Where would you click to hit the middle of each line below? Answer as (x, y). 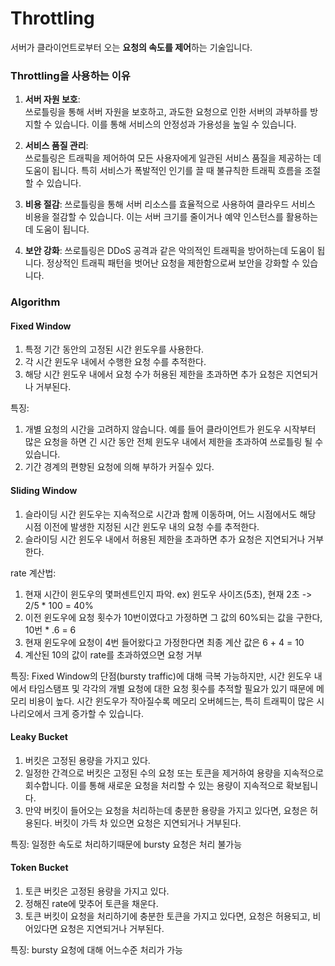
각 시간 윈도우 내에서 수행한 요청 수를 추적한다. (115, 362)
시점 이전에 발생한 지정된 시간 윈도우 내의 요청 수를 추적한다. (142, 526)
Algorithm (35, 302)
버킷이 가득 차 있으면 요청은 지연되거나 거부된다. (148, 823)
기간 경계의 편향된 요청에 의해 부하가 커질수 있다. (119, 467)
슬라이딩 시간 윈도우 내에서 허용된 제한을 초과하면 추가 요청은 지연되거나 (165, 539)
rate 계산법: (33, 573)
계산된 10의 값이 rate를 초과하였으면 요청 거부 (113, 654)
